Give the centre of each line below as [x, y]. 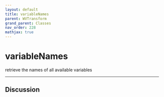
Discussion [22, 90]
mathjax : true [20, 32]
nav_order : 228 [20, 28]
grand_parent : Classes [28, 23]
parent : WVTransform [26, 19]
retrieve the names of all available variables [49, 70]
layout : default [21, 10]
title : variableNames [27, 14]
